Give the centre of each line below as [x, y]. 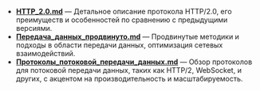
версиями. [34, 28]
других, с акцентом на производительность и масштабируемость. [129, 79]
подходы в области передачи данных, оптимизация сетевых [119, 45]
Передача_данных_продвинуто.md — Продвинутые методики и [127, 36]
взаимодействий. [45, 53]
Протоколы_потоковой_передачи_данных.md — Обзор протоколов [134, 62]
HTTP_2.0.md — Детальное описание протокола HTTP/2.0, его [124, 11]
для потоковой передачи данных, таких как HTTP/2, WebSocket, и [128, 70]
